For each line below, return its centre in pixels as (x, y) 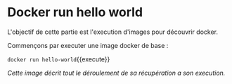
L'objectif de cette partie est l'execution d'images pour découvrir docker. (112, 32)
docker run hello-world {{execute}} (59, 59)
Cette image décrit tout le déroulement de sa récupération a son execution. (116, 73)
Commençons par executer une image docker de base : (88, 45)
